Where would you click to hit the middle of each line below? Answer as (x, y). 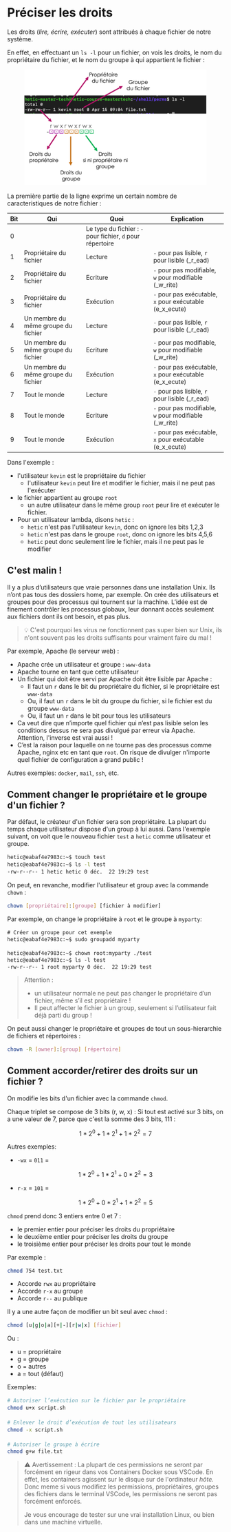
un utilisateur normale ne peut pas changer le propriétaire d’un (123, 993)
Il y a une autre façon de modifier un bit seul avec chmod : (88, 1312)
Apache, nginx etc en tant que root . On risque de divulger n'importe (113, 752)
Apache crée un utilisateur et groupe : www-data (84, 664)
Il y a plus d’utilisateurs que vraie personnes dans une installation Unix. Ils (111, 587)
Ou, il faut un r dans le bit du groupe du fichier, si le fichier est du (120, 701)
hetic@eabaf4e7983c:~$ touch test (57, 857)
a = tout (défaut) (40, 1374)
